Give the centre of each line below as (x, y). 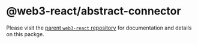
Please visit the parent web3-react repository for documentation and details (99, 28)
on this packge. (25, 34)
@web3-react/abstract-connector (94, 11)
